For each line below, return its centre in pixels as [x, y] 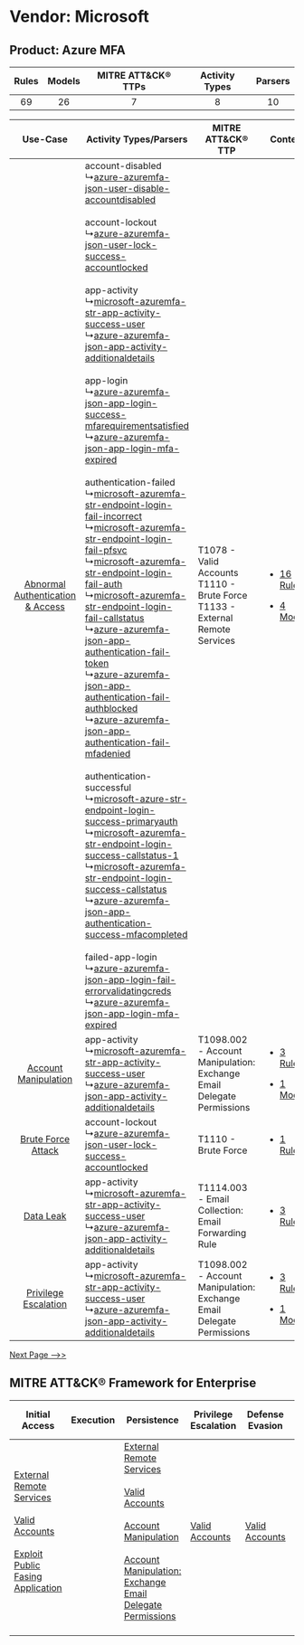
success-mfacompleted [136, 935]
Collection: [221, 1210]
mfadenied [108, 754]
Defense [266, 1414]
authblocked [111, 709]
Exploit [28, 1554]
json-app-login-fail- [130, 980]
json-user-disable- [127, 189]
